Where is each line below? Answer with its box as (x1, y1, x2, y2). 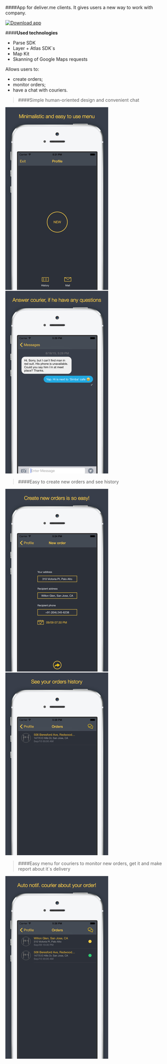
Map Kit (12, 51, 30, 57)
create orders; (12, 76, 43, 82)
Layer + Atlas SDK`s (12, 45, 55, 51)
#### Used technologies (5, 30, 58, 36)
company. (5, 10, 27, 16)
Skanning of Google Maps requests (12, 56, 88, 62)
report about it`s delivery (17, 866, 71, 872)
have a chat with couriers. (12, 87, 68, 93)
